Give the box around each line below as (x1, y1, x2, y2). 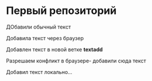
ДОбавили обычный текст (6, 23, 71, 30)
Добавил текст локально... (6, 68, 72, 75)
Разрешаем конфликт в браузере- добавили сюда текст (6, 57, 146, 64)
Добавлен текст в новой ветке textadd (6, 45, 103, 53)
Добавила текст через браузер (6, 34, 84, 41)
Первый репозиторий (6, 4, 117, 17)
